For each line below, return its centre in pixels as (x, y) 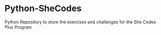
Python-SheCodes (43, 9)
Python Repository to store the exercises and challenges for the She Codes (80, 22)
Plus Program (18, 27)
